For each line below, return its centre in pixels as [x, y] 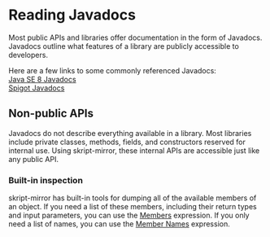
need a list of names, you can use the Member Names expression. [119, 224]
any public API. [34, 159]
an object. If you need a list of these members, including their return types [133, 207]
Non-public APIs [51, 114]
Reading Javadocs [72, 15]
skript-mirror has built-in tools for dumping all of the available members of [133, 198]
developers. [28, 55]
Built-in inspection [46, 180]
